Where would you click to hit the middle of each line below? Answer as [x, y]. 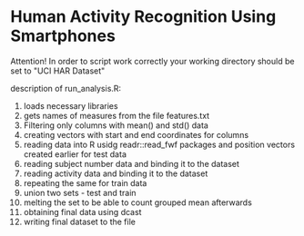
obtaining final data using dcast [82, 211]
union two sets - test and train [80, 192]
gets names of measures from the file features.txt [117, 115]
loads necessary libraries [71, 105]
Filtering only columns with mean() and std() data [116, 125]
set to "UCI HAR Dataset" [58, 71]
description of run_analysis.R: [66, 88]
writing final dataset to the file [79, 221]
